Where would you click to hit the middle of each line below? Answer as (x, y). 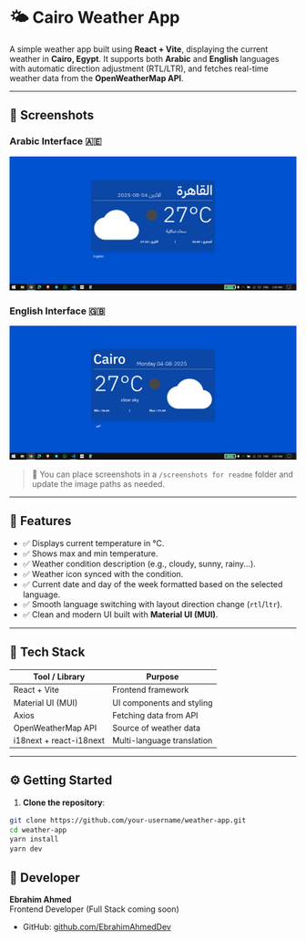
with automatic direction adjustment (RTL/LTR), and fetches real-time (139, 68)
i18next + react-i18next (59, 740)
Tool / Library (59, 677)
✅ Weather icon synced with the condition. (103, 574)
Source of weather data (157, 728)
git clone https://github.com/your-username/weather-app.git (128, 820)
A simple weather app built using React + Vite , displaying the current (139, 49)
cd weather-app (38, 830)
